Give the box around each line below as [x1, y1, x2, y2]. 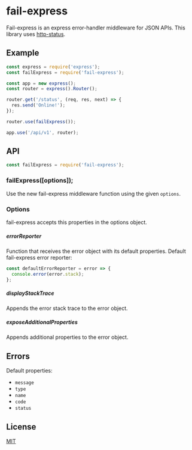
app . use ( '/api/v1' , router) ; [6, 129, 79, 136]
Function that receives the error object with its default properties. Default [6, 248, 187, 255]
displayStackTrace [6, 290, 54, 297]
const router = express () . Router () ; [6, 86, 97, 92]
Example [6, 48, 39, 58]
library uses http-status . [6, 30, 66, 37]
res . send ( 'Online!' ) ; [11, 102, 66, 109]
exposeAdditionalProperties [6, 318, 78, 326]
